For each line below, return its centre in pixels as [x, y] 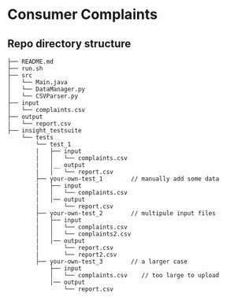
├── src [20, 76]
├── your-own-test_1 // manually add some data [128, 179]
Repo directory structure [69, 44]
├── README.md [31, 61]
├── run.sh [25, 69]
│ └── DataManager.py [47, 89]
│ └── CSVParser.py [43, 96]
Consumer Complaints [83, 15]
